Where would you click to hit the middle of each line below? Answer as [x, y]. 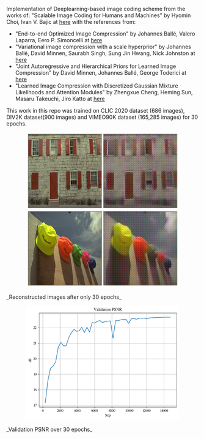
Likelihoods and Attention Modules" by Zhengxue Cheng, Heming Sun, [104, 92]
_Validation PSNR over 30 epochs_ [49, 429]
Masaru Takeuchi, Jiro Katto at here [60, 99]
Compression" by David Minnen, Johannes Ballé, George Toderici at [101, 73]
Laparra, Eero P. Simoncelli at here [59, 40]
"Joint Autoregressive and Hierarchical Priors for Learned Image [96, 66]
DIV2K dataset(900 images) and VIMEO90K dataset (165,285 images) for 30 [102, 117]
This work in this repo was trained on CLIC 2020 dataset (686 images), [96, 111]
